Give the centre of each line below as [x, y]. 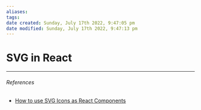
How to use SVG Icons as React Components [70, 101]
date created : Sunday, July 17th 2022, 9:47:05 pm [71, 23]
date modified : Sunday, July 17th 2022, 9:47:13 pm [72, 28]
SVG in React [39, 58]
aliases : [17, 12]
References [20, 82]
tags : [13, 17]
